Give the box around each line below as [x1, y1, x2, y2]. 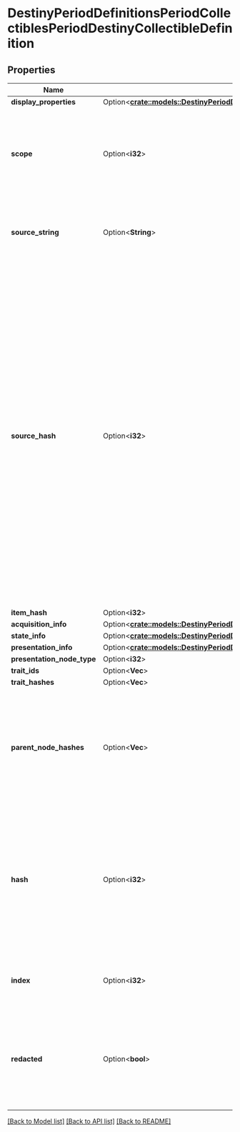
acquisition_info [11, 619, 67, 629]
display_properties [11, 97, 76, 106]
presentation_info [11, 643, 73, 652]
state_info [11, 631, 46, 641]
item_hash [11, 608, 48, 617]
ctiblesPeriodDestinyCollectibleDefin [7, 20, 233, 36]
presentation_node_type [11, 654, 96, 663]
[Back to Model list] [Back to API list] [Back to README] [7, 1117, 171, 1126]
